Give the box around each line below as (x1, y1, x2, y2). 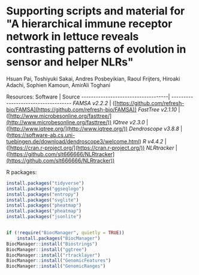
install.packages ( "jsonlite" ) (6, 214, 82, 220)
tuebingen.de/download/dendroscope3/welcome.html (6, 137, 140, 145)
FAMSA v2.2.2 (73, 99, 108, 106)
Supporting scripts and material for (6, 4, 185, 18)
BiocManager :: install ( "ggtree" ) (6, 246, 87, 253)
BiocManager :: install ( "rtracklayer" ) (6, 252, 101, 258)
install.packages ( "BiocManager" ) (17, 235, 101, 241)
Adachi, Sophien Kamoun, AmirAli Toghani (6, 81, 111, 88)
